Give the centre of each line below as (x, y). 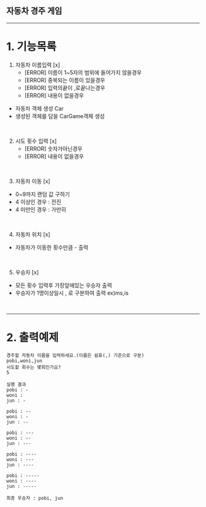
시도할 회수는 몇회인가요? (34, 367)
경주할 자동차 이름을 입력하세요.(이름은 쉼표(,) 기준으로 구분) (75, 355)
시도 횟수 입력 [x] (36, 141)
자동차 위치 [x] (32, 234)
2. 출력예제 (32, 337)
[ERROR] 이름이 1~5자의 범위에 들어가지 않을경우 (83, 72)
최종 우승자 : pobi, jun (35, 498)
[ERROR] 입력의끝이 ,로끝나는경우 (65, 88)
